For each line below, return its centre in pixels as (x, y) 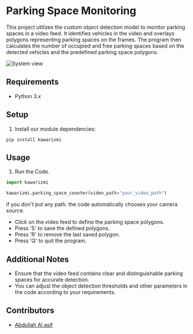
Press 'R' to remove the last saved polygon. (67, 235)
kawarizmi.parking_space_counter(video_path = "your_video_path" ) (86, 193)
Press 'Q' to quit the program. (51, 241)
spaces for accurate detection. (52, 279)
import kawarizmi (27, 183)
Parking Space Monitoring (71, 11)
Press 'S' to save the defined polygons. (62, 228)
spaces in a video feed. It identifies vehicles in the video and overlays (90, 33)
